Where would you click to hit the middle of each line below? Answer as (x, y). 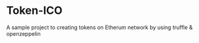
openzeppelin (24, 33)
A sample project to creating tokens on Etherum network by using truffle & (100, 27)
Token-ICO (34, 11)
